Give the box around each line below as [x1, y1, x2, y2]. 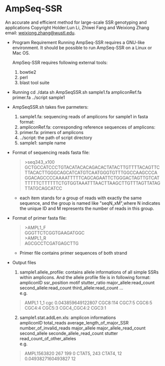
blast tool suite [19, 80, 50, 86]
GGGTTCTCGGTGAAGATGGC [24, 229, 85, 235]
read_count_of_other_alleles [19, 335, 76, 341]
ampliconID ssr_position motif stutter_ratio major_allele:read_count [19, 279, 155, 285]
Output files [12, 259, 36, 265]
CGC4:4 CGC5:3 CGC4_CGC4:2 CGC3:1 [24, 305, 106, 311]
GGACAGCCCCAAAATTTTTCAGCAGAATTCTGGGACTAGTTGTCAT [24, 175, 160, 181]
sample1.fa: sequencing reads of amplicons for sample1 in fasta [19, 113, 148, 119]
